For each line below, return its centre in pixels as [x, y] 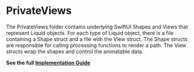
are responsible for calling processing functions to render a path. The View [96, 45]
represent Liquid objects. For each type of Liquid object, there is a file [90, 33]
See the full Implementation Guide [48, 63]
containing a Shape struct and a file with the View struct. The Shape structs [97, 39]
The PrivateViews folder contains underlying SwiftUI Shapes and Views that [97, 27]
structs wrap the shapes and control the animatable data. [75, 51]
